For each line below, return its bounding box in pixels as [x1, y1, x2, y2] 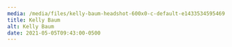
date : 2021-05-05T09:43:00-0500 [7, 29, 101, 37]
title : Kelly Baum [7, 17, 60, 23]
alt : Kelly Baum [7, 23, 54, 30]
